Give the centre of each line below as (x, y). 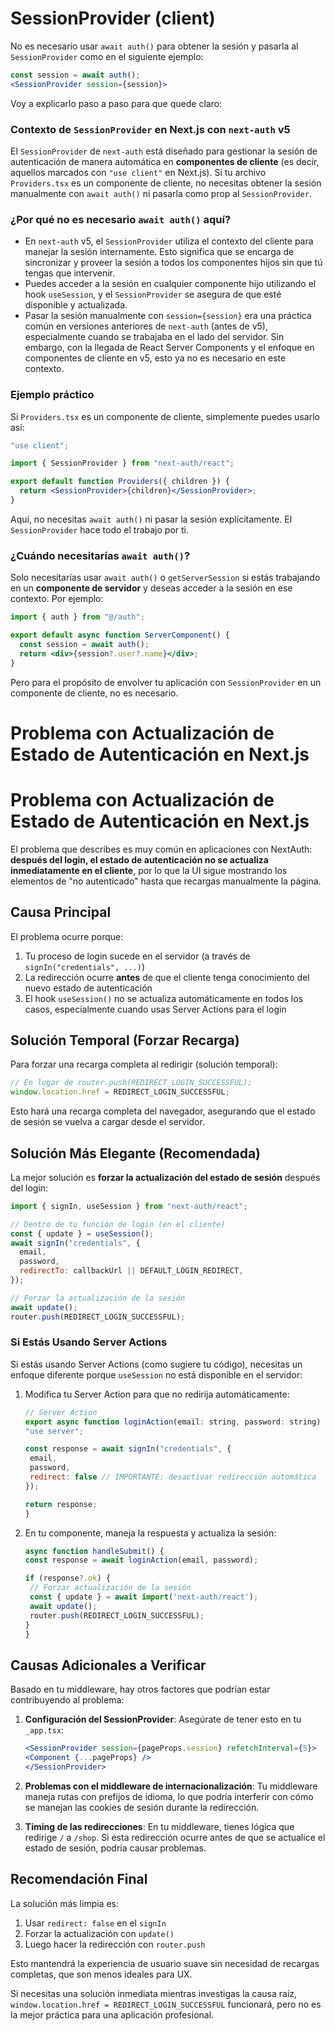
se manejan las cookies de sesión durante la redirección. (142, 1807)
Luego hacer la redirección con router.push (115, 1944)
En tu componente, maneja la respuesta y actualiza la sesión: (150, 1533)
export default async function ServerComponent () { (120, 635)
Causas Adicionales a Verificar (108, 1665)
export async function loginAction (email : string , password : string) (173, 1422)
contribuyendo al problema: (67, 1700)
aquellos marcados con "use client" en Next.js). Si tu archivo (138, 172)
